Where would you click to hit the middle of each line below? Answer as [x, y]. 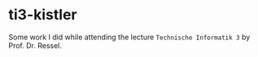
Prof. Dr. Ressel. [35, 45]
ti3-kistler [43, 15]
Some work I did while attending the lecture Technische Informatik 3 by [129, 37]
